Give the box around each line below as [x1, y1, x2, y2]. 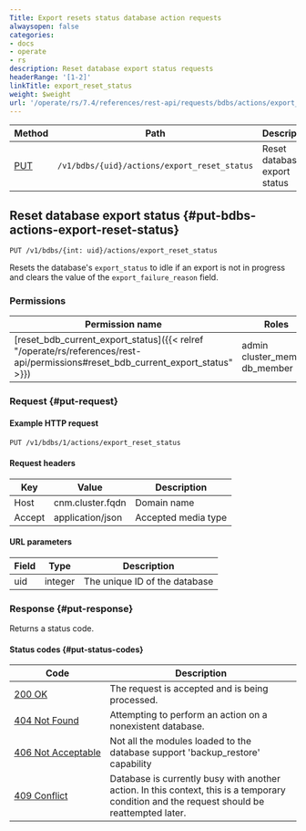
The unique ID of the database [83, 575, 214, 587]
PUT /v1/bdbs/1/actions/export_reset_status [9, 438, 181, 447]
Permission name [85, 318, 162, 331]
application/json [53, 511, 123, 524]
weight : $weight [9, 89, 71, 99]
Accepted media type [135, 511, 228, 524]
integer [44, 575, 76, 587]
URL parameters [9, 536, 73, 547]
